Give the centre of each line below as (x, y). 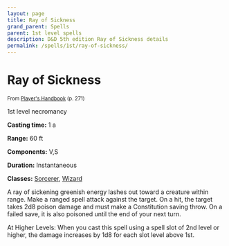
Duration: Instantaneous (42, 165)
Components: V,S (33, 151)
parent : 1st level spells (44, 33)
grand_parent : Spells (38, 26)
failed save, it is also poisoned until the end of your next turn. (94, 214)
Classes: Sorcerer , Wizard (45, 178)
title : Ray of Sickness (42, 20)
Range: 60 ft (25, 138)
